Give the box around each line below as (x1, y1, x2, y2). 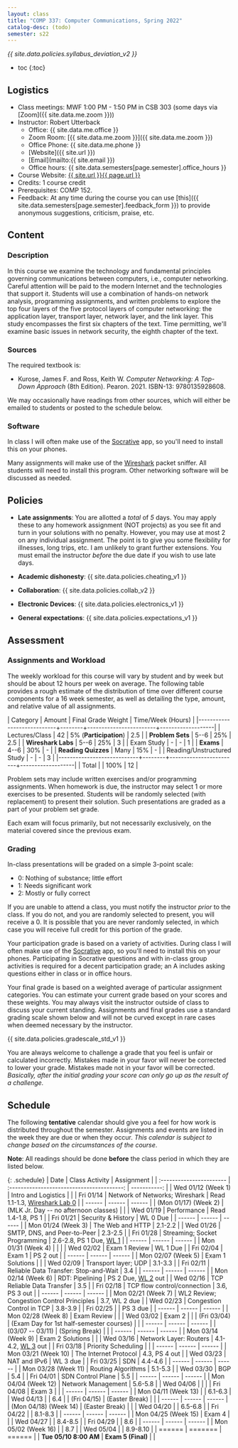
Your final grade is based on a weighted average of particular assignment (7, 983, 222, 992)
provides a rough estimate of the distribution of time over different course (7, 686, 223, 695)
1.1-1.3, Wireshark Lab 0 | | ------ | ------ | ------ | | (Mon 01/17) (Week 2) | (7, 1198, 224, 1206)
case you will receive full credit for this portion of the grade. (7, 925, 183, 934)
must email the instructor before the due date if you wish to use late (17, 551, 216, 560)
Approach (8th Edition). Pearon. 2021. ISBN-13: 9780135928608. (36, 382, 226, 391)
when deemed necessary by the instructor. (7, 1021, 133, 1030)
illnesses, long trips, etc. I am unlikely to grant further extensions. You (17, 544, 222, 552)
